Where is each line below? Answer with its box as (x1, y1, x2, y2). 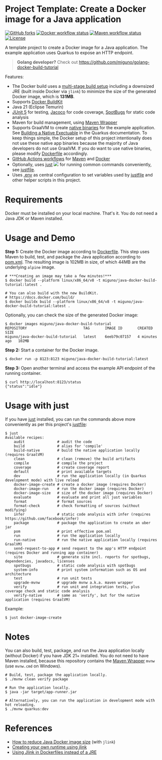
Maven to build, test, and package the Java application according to (5, 253, 141, 259)
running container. (5, 370, 42, 376)
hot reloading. (5, 702, 36, 707)
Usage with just (5, 400, 69, 411)
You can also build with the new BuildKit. (9, 291, 98, 295)
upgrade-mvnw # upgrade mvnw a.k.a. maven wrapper (14, 580, 133, 585)
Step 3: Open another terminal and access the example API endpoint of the (5, 365, 155, 371)
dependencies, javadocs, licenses (5, 559, 75, 564)
